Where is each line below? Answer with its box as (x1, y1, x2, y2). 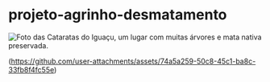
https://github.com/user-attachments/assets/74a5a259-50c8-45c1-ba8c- (10, 56, 256, 66)
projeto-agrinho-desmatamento (8, 6, 227, 24)
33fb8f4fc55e (8, 64, 55, 74)
